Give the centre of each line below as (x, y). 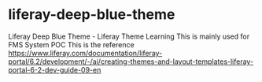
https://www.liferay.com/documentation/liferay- (85, 53)
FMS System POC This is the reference (72, 44)
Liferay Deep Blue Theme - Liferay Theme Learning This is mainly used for (129, 36)
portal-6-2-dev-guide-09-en (55, 69)
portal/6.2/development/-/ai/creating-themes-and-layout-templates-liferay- (131, 61)
